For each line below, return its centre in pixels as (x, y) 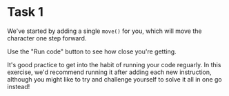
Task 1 (25, 12)
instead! (19, 86)
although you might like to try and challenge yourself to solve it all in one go (114, 79)
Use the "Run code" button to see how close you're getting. (92, 51)
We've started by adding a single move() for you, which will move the (104, 31)
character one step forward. (47, 38)
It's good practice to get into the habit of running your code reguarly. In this (114, 64)
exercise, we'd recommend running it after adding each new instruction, (109, 72)
